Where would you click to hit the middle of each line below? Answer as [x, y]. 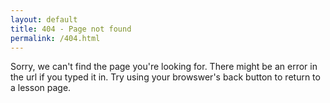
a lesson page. [41, 88]
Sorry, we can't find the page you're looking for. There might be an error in [164, 67]
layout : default [44, 19]
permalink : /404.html [55, 38]
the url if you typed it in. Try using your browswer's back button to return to [165, 77]
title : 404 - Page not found [71, 29]
